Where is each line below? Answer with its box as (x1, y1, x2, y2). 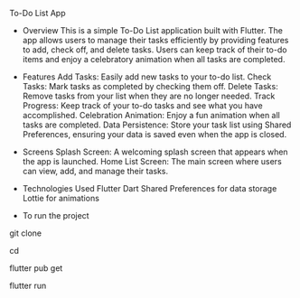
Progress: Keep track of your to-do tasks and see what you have (22, 100, 264, 111)
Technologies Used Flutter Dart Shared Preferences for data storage (22, 183, 277, 193)
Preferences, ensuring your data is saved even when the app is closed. (22, 129, 287, 139)
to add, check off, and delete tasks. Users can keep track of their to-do (22, 44, 287, 55)
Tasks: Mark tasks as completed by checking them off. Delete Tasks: (22, 81, 278, 91)
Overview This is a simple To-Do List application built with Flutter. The (22, 25, 283, 35)
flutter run (9, 280, 47, 291)
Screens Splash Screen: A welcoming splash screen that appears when (22, 146, 288, 157)
